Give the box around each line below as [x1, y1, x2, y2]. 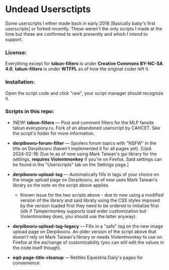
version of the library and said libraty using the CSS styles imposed [20, 197, 160, 203]
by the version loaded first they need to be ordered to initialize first [20, 202, 159, 208]
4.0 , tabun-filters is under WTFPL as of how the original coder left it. [5, 66, 150, 72]
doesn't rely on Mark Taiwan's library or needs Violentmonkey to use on [12, 234, 162, 240]
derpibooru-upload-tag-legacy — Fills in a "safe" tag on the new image [12, 223, 163, 229]
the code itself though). [12, 244, 62, 251]
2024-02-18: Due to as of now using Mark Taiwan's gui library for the [12, 151, 157, 157]
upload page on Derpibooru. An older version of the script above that [12, 229, 156, 235]
